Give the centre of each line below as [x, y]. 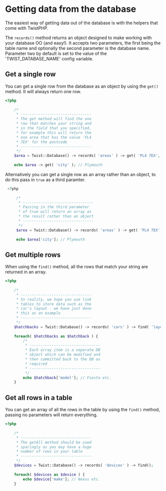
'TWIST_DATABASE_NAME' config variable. [49, 58]
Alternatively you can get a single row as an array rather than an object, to [81, 174]
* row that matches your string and [54, 124]
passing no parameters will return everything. [51, 415]
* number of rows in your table [49, 451]
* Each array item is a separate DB [62, 350]
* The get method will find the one [54, 119]
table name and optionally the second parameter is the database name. [78, 48]
